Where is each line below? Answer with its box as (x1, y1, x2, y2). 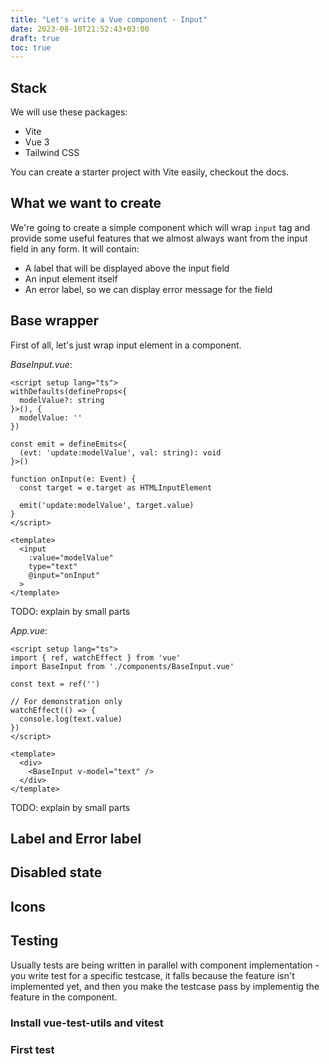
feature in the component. (10, 991, 118, 1003)
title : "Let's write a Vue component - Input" (10, 14, 208, 25)
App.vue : (10, 624, 48, 636)
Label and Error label (10, 831, 142, 848)
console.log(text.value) (19, 714, 123, 724)
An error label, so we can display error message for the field (24, 283, 273, 295)
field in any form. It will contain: (10, 242, 140, 255)
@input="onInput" (28, 570, 101, 580)
